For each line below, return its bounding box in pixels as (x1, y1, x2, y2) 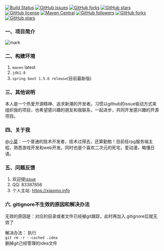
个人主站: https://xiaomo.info (12, 188, 70, 194)
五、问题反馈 (5, 164, 36, 171)
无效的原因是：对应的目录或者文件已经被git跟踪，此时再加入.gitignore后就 (5, 213, 153, 219)
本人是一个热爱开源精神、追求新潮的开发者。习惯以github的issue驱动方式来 (5, 100, 157, 106)
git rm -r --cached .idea (5, 235, 58, 240)
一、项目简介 (5, 28, 36, 35)
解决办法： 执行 (5, 229, 37, 235)
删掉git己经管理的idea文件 (5, 240, 58, 246)
